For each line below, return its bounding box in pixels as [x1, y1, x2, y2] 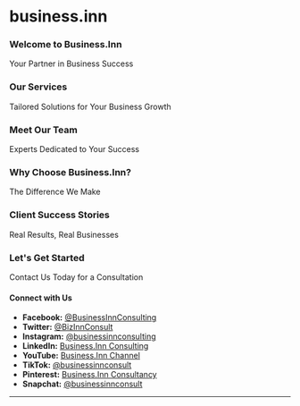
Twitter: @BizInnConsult [21, 322, 113, 333]
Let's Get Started [9, 251, 85, 264]
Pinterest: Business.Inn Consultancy [21, 369, 158, 380]
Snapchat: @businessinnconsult [21, 378, 143, 390]
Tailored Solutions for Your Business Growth [9, 101, 171, 112]
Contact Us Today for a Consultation [9, 271, 144, 283]
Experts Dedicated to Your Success [9, 144, 140, 155]
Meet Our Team [9, 123, 78, 136]
